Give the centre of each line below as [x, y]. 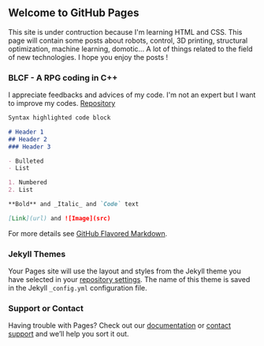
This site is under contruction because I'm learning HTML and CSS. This [125, 32]
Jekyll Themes [37, 254]
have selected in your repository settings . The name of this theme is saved [129, 280]
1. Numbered [28, 182]
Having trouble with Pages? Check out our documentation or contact [119, 325]
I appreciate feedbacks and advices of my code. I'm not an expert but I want [132, 95]
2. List [21, 190]
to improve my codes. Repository [62, 103]
